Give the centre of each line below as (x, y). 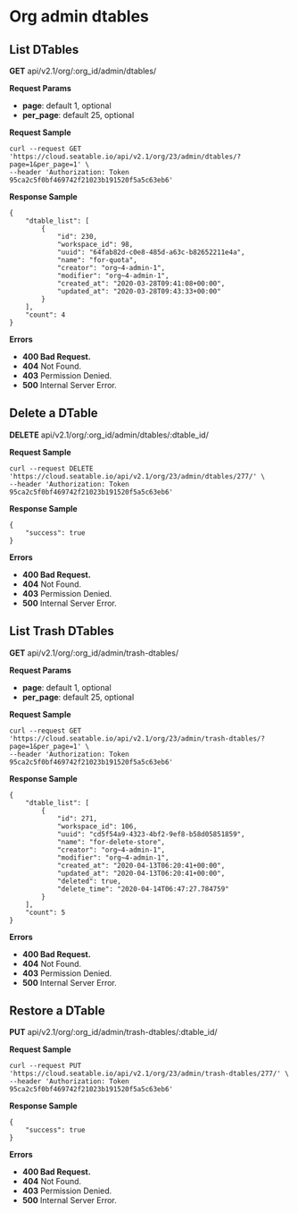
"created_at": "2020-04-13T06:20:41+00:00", (141, 865)
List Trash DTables (62, 631)
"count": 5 (46, 912)
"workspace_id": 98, (95, 244)
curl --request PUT (46, 1066)
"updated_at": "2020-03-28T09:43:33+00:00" (139, 292)
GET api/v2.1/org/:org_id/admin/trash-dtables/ (94, 653)
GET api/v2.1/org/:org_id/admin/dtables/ (83, 71)
